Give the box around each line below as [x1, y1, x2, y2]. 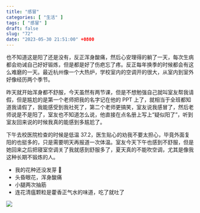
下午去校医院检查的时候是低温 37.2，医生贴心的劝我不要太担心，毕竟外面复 [6, 131, 190, 138]
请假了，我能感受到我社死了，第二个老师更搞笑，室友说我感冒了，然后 [16, 104, 189, 110]
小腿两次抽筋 [14, 181, 46, 188]
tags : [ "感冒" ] [6, 20, 48, 26]
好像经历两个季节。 [6, 76, 54, 83]
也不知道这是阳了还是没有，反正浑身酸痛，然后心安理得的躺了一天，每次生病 [6, 54, 194, 60]
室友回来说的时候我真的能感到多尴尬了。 [6, 119, 105, 125]
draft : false [6, 25, 39, 32]
